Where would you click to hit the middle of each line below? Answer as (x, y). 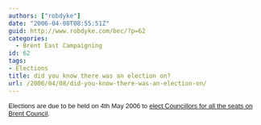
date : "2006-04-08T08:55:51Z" (59, 23)
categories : (28, 38)
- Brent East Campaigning (59, 46)
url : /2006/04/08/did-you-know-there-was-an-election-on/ (108, 83)
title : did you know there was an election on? (90, 76)
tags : (17, 61)
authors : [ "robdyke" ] (45, 16)
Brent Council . (29, 113)
